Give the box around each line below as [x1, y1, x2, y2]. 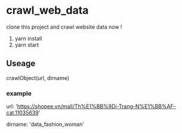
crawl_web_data [6, 4, 89, 17]
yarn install [14, 35, 42, 42]
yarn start [14, 41, 39, 48]
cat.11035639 [6, 109, 39, 116]
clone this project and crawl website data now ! [6, 23, 122, 30]
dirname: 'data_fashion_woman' [6, 120, 85, 128]
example [6, 89, 32, 97]
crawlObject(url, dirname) [6, 74, 70, 81]
